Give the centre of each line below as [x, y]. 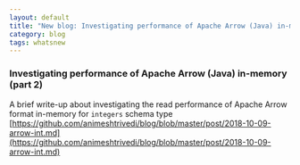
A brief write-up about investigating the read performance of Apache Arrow [148, 104]
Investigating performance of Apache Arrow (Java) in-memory [148, 74]
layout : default [39, 17]
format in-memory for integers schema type [91, 113]
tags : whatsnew [37, 42]
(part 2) [26, 85]
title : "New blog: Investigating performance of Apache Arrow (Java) [142, 26]
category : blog [37, 34]
